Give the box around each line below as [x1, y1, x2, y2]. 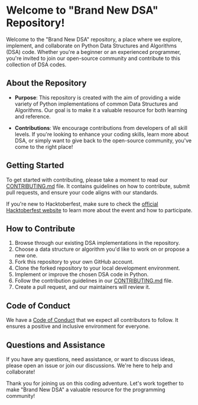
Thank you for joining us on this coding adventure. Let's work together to [6, 380, 184, 387]
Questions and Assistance [6, 340, 105, 350]
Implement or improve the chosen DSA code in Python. [14, 271, 149, 278]
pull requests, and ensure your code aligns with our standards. [6, 189, 158, 196]
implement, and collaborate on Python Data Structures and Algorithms [6, 42, 177, 49]
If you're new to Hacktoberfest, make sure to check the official [6, 200, 158, 208]
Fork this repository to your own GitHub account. [14, 259, 134, 266]
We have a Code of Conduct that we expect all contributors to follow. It [6, 317, 178, 324]
